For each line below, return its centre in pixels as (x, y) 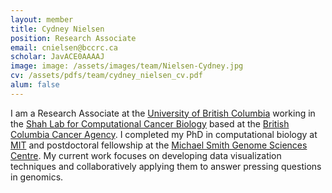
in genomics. (37, 177)
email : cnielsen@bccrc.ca (64, 47)
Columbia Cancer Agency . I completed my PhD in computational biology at (164, 134)
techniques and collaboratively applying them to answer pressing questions (166, 166)
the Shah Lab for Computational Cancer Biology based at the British (150, 123)
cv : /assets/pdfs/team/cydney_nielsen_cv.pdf (106, 76)
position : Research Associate (73, 38)
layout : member (42, 19)
